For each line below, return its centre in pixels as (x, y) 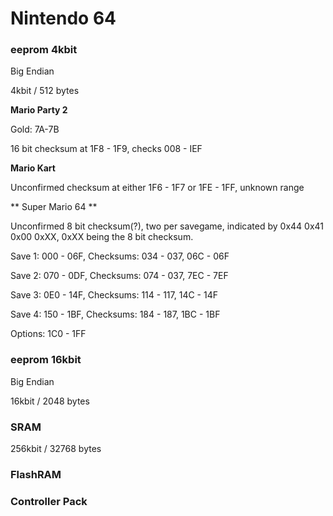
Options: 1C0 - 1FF (48, 334)
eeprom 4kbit (44, 50)
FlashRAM (36, 474)
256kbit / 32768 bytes (56, 449)
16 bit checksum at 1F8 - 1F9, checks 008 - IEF (106, 149)
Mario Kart (33, 168)
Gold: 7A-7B (35, 129)
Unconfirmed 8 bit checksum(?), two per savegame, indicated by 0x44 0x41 (167, 226)
